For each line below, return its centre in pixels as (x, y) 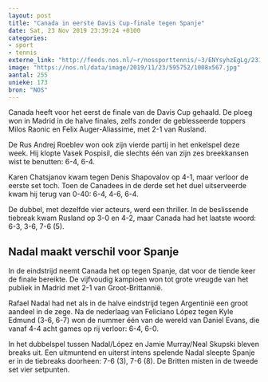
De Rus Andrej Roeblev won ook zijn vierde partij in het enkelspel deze (124, 145)
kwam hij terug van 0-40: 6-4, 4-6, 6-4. (73, 194)
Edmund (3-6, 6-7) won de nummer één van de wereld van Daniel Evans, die (134, 321)
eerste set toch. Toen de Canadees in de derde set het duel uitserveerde (128, 186)
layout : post (30, 16)
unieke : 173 (28, 82)
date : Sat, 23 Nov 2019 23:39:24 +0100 (75, 30)
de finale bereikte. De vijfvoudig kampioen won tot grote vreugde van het (128, 279)
